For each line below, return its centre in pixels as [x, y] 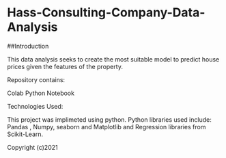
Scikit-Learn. [25, 134]
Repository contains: [36, 79]
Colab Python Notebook [41, 93]
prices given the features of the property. [65, 66]
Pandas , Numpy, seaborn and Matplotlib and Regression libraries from [107, 127]
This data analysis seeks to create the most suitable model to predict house [113, 59]
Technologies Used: [35, 106]
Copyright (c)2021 [32, 147]
